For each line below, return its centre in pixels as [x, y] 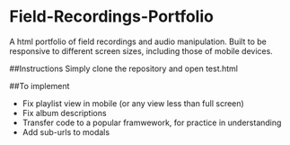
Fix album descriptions [64, 113]
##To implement [40, 86]
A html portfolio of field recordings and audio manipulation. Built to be [138, 41]
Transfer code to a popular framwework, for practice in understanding [152, 122]
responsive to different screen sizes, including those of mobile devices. [141, 50]
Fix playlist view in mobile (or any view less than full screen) [133, 103]
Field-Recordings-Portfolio [111, 17]
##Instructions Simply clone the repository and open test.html [124, 68]
